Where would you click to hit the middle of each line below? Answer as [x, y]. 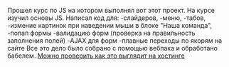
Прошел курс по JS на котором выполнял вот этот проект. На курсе [111, 10]
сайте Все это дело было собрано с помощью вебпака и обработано [113, 48]
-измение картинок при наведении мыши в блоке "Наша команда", [110, 25]
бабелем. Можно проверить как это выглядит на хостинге [96, 56]
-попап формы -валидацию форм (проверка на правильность [101, 33]
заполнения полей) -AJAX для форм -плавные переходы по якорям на [115, 41]
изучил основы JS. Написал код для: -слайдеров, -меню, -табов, [107, 18]
